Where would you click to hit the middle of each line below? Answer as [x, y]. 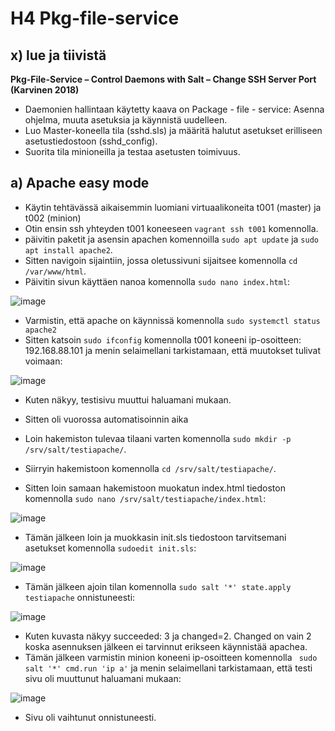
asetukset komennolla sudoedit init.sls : [110, 548]
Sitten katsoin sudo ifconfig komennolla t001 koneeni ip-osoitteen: [163, 339]
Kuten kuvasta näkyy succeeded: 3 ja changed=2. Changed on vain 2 [168, 636]
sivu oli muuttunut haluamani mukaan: [103, 678]
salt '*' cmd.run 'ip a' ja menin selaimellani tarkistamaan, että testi [168, 668]
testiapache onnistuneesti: [80, 597]
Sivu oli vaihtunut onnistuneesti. [90, 717]
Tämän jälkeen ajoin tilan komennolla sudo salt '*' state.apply [158, 586]
